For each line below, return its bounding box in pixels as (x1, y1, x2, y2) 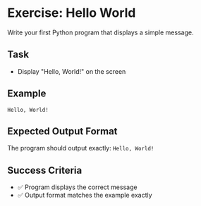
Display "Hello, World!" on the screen (17, 67, 126, 75)
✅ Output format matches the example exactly (17, 191, 153, 200)
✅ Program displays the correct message (17, 183, 138, 191)
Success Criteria (7, 164, 83, 176)
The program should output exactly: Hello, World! (7, 144, 154, 153)
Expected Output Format (7, 125, 118, 137)
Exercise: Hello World (7, 5, 136, 21)
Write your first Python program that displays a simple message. (7, 28, 194, 37)
